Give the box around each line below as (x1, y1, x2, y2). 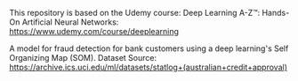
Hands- (262, 8, 290, 18)
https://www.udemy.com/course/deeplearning (9, 26, 180, 36)
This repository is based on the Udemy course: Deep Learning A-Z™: (9, 8, 261, 18)
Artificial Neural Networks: (21, 17, 119, 27)
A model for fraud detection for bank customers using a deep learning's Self (9, 43, 289, 54)
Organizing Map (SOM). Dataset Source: (9, 53, 157, 63)
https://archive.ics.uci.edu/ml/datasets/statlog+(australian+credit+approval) (9, 62, 287, 72)
